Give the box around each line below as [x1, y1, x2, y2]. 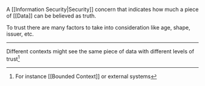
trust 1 [6, 55, 20, 62]
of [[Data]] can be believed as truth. [6, 12, 96, 19]
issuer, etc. [6, 30, 34, 38]
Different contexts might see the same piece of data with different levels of [6, 48, 195, 55]
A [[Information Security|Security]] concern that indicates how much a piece [6, 6, 199, 13]
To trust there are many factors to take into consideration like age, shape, [6, 24, 190, 31]
